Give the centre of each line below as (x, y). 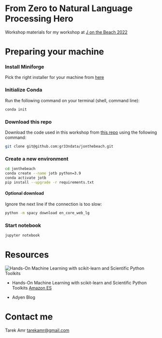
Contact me (29, 316)
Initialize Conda (24, 90)
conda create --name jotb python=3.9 (43, 173)
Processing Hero (39, 19)
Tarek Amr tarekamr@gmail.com (37, 330)
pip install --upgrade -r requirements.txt (50, 182)
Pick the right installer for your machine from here (55, 77)
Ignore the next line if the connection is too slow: (54, 204)
